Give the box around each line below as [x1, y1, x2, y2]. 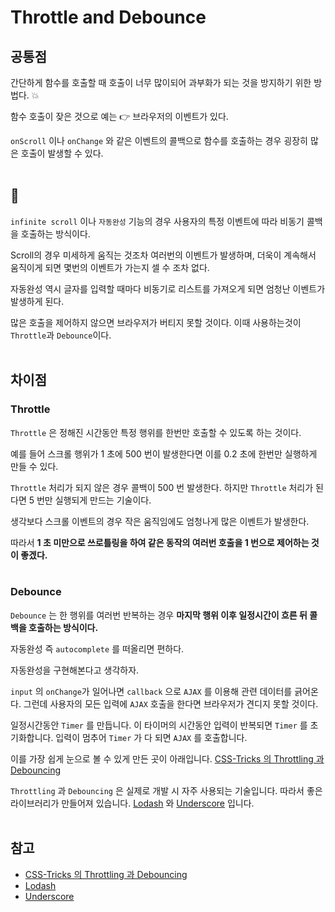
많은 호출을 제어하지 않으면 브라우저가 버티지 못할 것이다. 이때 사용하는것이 [10, 316, 302, 328]
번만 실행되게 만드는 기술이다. [36, 494, 152, 506]
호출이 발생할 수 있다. [20, 147, 104, 159]
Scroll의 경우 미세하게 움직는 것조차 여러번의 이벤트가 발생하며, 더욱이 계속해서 [10, 249, 317, 261]
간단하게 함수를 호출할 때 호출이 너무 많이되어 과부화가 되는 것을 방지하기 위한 [10, 77, 312, 88]
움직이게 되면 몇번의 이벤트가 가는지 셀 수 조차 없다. [10, 261, 210, 273]
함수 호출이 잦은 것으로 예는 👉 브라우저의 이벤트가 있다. [10, 111, 229, 122]
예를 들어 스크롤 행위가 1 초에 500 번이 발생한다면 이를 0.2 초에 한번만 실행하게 [10, 447, 318, 460]
